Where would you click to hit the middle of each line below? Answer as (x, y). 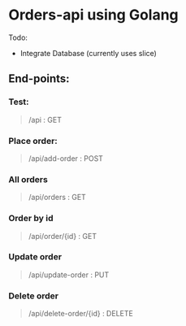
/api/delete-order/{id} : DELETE (81, 314)
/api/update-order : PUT (69, 275)
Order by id (31, 219)
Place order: (33, 141)
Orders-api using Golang (93, 15)
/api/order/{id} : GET (63, 236)
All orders (28, 179)
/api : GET (45, 120)
